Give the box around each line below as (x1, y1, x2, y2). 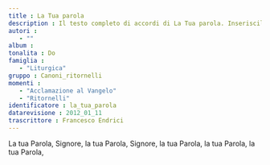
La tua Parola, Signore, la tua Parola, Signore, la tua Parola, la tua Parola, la (8, 138, 256, 148)
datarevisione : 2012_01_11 (8, 109, 103, 118)
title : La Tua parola (8, 11, 84, 20)
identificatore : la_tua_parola (8, 101, 117, 109)
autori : (8, 27, 38, 35)
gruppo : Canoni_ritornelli (8, 72, 103, 80)
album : (8, 42, 35, 50)
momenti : (8, 79, 42, 87)
